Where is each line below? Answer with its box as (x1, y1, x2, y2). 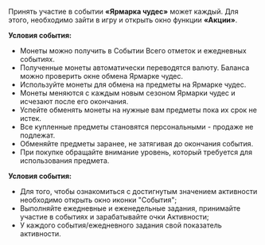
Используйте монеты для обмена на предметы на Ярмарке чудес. (19, 80, 247, 89)
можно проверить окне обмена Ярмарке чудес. (19, 72, 184, 80)
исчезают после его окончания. (19, 97, 129, 106)
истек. (19, 114, 42, 122)
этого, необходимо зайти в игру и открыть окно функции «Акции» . (8, 15, 238, 25)
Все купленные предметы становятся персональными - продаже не (19, 122, 254, 131)
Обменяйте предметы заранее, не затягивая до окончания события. (19, 139, 254, 148)
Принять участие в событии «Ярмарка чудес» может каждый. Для (8, 7, 239, 16)
